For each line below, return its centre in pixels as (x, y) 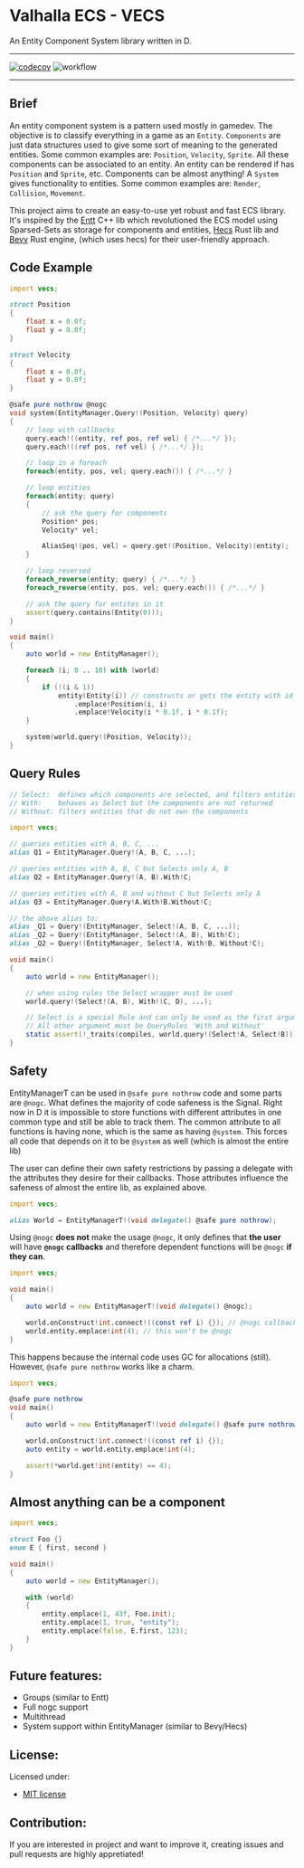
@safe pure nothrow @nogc (58, 405)
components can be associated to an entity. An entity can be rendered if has (152, 164)
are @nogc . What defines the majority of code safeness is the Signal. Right (146, 1102)
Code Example (51, 268)
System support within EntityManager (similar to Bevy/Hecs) (135, 1726)
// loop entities (58, 488)
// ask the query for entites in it (95, 604)
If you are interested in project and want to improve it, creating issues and (147, 1844)
